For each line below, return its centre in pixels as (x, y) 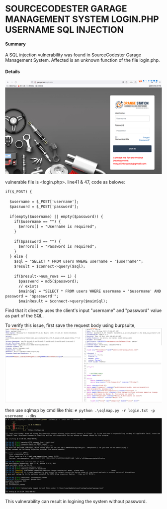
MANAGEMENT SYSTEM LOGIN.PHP (82, 19)
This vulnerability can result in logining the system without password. (76, 502)
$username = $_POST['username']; (44, 202)
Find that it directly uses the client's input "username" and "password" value (83, 310)
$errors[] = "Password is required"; (57, 246)
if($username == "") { (38, 221)
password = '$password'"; (32, 296)
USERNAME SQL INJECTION (65, 30)
